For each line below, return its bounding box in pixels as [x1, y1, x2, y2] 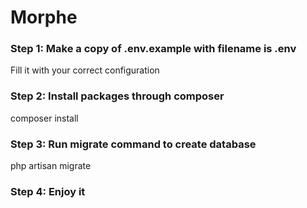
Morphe [10, 6, 78, 29]
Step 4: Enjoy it [10, 185, 86, 198]
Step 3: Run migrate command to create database [10, 137, 257, 151]
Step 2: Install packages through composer [10, 89, 225, 103]
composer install [10, 112, 79, 124]
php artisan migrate [10, 160, 92, 172]
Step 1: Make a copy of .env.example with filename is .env [10, 42, 297, 56]
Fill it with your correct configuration [10, 64, 160, 76]
